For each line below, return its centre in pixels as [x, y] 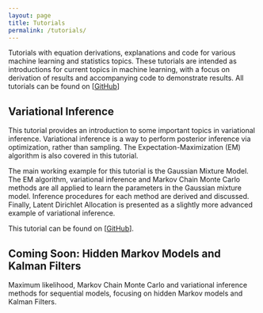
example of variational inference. [62, 213]
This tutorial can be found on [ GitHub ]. [71, 229]
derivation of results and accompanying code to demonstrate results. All [126, 78]
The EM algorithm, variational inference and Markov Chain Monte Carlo [124, 180]
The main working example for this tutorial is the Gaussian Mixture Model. [129, 171]
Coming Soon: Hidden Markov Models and [115, 253]
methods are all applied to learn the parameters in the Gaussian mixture [125, 188]
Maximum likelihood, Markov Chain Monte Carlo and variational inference [128, 285]
